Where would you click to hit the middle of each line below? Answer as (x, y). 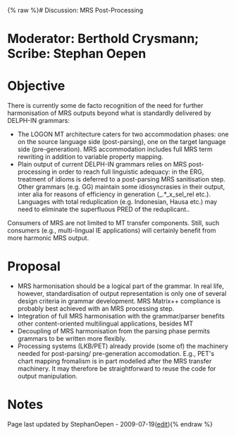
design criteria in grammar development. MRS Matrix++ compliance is (119, 301)
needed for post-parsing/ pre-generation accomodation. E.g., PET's (116, 354)
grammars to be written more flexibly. (72, 339)
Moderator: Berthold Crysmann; (103, 39)
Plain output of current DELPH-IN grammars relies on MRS (102, 165)
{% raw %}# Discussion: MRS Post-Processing (75, 10)
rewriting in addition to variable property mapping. (90, 157)
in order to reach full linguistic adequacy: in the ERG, (128, 172)
